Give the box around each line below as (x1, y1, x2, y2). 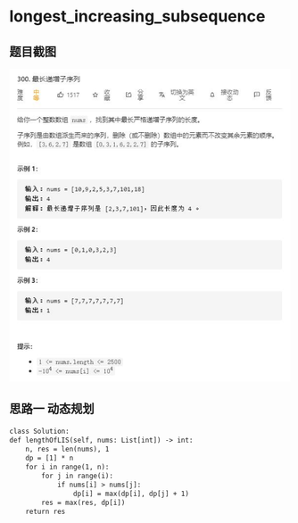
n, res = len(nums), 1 (25, 444, 110, 453)
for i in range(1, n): (25, 462, 110, 471)
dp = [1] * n (25, 453, 74, 462)
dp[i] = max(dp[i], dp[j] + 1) (72, 489, 190, 498)
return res (25, 507, 66, 516)
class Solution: (9, 427, 70, 436)
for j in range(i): (41, 471, 114, 480)
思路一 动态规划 (9, 402, 95, 417)
